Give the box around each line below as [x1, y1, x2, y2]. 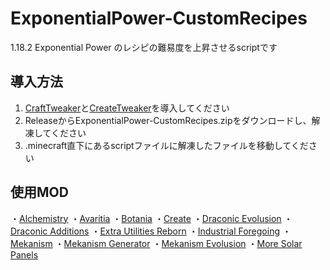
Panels [10, 248, 39, 261]
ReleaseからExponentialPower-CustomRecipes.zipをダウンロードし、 [24, 114, 312, 126]
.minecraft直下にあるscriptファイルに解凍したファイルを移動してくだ [24, 139, 309, 151]
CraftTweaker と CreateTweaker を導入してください [24, 102, 230, 114]
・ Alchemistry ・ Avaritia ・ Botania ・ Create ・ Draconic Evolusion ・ [10, 212, 293, 224]
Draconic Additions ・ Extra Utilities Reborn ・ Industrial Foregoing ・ [10, 225, 292, 237]
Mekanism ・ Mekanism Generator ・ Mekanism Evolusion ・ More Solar [10, 237, 303, 249]
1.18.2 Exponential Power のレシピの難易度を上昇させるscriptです [10, 41, 278, 53]
